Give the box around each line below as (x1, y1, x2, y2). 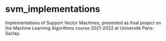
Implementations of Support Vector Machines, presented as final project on (5, 20, 161, 26)
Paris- (141, 25, 155, 31)
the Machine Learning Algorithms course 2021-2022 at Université (5, 25, 141, 31)
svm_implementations (5, 3, 101, 15)
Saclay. (5, 30, 21, 36)
